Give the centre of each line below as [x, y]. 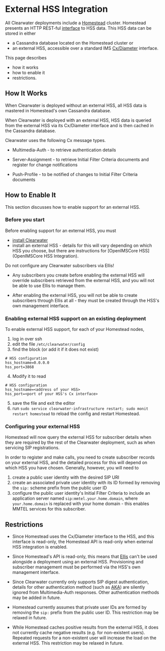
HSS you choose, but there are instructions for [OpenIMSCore [75, 250]
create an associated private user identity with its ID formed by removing [86, 483]
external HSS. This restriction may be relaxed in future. [68, 643]
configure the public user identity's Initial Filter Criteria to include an [81, 493]
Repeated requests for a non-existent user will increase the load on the [84, 638]
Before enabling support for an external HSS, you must [61, 231]
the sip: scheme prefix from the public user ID [60, 488]
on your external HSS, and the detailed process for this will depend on [76, 463]
